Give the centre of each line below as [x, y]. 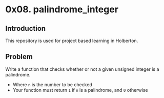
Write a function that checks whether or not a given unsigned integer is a [82, 69]
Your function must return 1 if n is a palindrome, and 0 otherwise [80, 90]
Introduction [26, 28]
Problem [19, 57]
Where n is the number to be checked [52, 84]
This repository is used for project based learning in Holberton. [72, 41]
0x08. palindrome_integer [62, 9]
